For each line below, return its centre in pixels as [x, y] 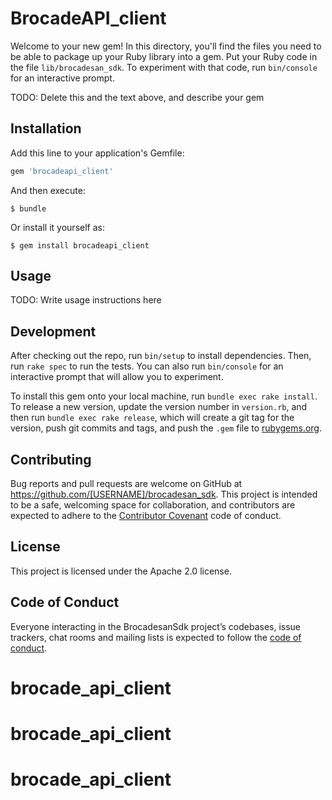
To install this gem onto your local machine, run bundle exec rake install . [164, 396]
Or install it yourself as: [57, 227]
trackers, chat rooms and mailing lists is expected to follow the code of [156, 637]
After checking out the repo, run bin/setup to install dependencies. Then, [161, 356]
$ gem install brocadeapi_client [80, 245]
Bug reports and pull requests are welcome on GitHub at [126, 484]
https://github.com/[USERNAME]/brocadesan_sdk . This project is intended [164, 494]
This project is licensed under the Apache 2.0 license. [121, 571]
